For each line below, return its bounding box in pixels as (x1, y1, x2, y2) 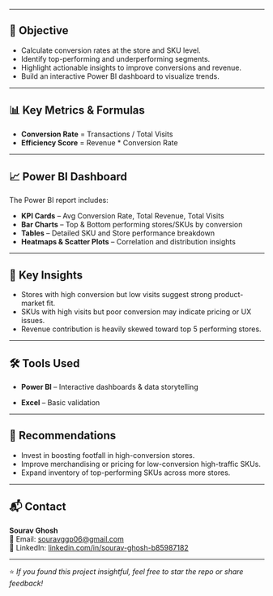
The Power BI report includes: (9, 196, 109, 205)
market (20, 298, 45, 309)
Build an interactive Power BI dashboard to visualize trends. (20, 71, 220, 81)
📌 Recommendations (9, 429, 117, 443)
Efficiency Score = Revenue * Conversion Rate (20, 137, 178, 147)
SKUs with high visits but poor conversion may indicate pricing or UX (20, 307, 252, 317)
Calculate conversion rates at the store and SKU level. (20, 45, 201, 55)
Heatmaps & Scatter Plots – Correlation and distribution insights (20, 237, 236, 247)
